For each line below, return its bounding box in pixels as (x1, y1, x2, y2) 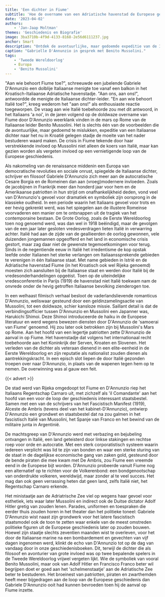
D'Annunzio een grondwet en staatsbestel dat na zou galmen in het (5, 411, 141, 417)
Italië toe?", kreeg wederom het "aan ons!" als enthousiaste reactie (5, 101, 140, 107)
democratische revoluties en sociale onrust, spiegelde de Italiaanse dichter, (5, 168, 158, 174)
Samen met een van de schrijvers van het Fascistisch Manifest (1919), (5, 401, 146, 407)
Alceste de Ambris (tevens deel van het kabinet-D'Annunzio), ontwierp (5, 406, 148, 411)
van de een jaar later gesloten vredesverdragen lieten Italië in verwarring (5, 226, 152, 231)
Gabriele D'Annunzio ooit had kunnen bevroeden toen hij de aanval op (5, 582, 147, 588)
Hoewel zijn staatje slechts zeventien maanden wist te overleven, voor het (5, 530, 155, 535)
